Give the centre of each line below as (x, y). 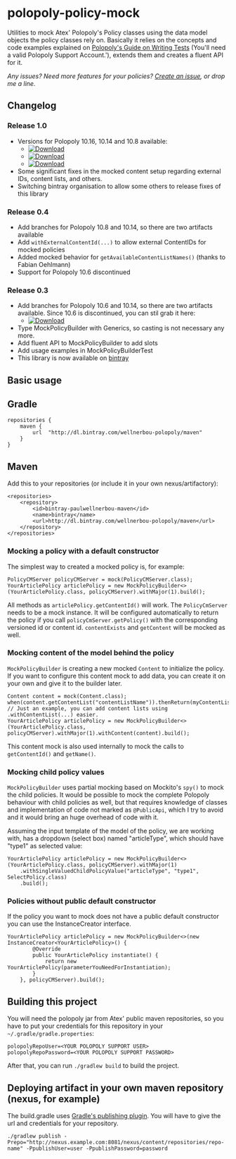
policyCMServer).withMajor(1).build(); (147, 592)
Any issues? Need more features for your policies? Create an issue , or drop (116, 76)
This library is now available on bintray (73, 358)
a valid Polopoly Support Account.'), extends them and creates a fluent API (115, 55)
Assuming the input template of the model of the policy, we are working (111, 831)
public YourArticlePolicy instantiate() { (96, 955)
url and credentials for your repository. (63, 1123)
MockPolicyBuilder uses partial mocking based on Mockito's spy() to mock (116, 788)
